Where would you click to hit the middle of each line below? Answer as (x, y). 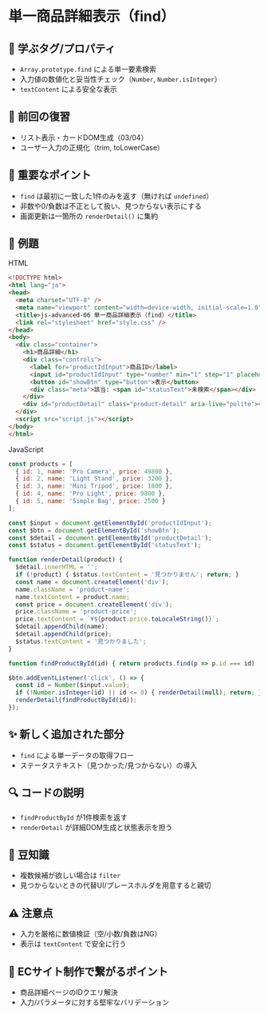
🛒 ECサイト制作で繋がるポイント (89, 971)
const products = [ (41, 464)
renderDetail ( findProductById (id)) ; (76, 701)
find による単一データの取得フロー (77, 755)
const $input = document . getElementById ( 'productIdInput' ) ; (110, 523)
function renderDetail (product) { (66, 560)
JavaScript (26, 449)
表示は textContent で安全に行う (73, 944)
